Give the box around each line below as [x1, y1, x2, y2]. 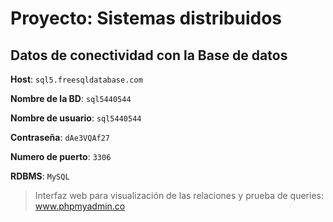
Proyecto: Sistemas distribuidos [10, 7, 283, 30]
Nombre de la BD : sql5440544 [10, 93, 132, 104]
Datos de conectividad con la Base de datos [10, 47, 288, 64]
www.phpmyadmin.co [34, 200, 126, 212]
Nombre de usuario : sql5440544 [10, 112, 142, 124]
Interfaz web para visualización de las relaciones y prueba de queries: [34, 190, 324, 201]
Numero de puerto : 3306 [10, 151, 112, 162]
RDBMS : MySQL [10, 170, 70, 182]
